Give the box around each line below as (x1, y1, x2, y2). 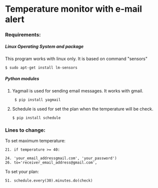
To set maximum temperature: (5, 138, 66, 144)
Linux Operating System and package (5, 43, 84, 49)
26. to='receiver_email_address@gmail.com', (5, 160, 97, 165)
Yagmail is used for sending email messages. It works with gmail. (12, 88, 143, 94)
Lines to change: (5, 126, 45, 133)
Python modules (5, 75, 40, 81)
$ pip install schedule (12, 116, 61, 120)
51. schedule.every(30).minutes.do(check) (5, 178, 93, 183)
